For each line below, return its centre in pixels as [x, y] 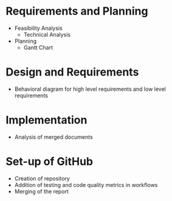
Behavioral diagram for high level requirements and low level [90, 89]
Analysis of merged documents [54, 137]
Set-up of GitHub [50, 161]
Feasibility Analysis [39, 28]
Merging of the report [42, 191]
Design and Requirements [72, 72]
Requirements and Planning [77, 11]
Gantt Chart [38, 48]
